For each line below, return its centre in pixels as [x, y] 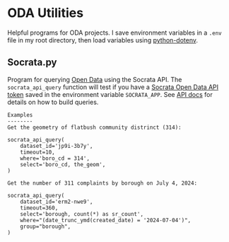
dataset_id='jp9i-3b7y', [57, 146]
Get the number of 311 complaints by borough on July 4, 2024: [102, 183]
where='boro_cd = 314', [55, 158]
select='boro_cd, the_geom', [63, 164]
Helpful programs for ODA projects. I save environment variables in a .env [114, 33]
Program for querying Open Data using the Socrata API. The [95, 79]
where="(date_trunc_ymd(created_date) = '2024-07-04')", [106, 220]
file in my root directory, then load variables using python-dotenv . [103, 40]
